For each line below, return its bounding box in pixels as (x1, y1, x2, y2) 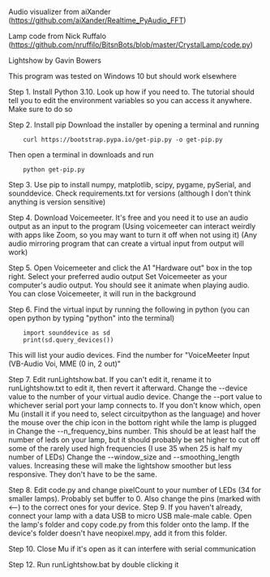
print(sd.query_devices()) (23, 336, 114, 344)
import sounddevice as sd (23, 329, 111, 337)
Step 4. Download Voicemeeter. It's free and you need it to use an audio (8, 213, 249, 222)
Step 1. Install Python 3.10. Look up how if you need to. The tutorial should (8, 87, 255, 97)
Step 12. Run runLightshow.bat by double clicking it (8, 560, 179, 569)
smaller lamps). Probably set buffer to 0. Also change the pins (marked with (8, 494, 261, 503)
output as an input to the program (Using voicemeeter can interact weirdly (8, 222, 256, 230)
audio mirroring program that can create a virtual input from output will (8, 239, 245, 248)
